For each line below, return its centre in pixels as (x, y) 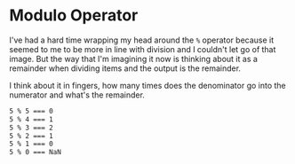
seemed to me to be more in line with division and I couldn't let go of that (143, 49)
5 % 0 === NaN (36, 152)
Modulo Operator (74, 16)
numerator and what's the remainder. (77, 95)
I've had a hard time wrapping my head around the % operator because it (142, 40)
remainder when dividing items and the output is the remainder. (125, 68)
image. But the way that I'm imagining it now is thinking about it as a (133, 59)
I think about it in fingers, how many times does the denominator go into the (147, 85)
